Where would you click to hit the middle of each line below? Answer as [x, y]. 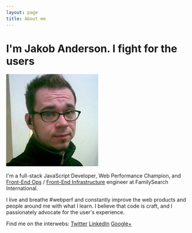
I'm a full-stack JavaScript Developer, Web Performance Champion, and [94, 176]
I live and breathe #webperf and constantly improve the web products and [96, 200]
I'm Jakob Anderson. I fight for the [92, 49]
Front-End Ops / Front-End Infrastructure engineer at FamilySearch [87, 182]
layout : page [22, 12]
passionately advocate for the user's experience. [65, 212]
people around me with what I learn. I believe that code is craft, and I [89, 206]
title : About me [26, 19]
